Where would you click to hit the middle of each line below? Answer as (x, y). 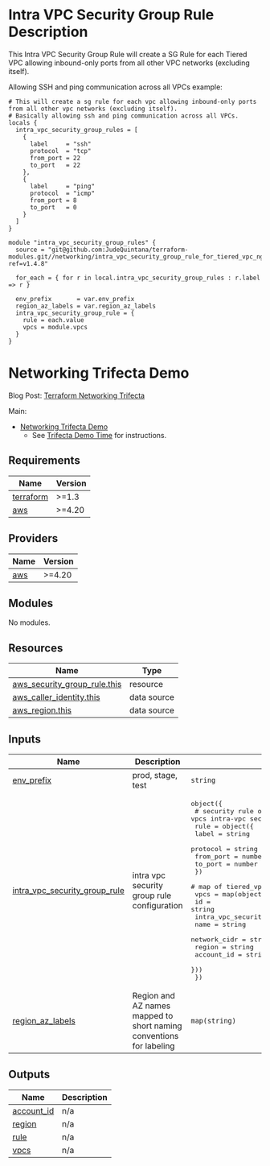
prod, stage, (155, 775)
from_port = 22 (55, 158)
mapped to (153, 1015)
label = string (223, 834)
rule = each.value (53, 320)
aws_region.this (42, 710)
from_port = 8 (53, 200)
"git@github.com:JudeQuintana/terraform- (118, 250)
